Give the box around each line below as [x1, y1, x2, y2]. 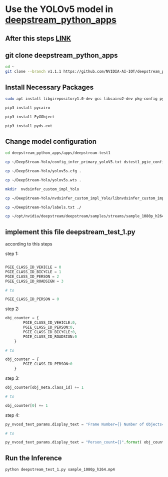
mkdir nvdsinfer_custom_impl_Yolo [5, 186, 79, 191]
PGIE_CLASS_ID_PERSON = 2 [5, 274, 59, 279]
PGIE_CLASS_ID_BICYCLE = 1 [5, 269, 61, 274]
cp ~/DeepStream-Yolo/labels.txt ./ [5, 204, 81, 210]
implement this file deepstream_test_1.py [5, 227, 136, 236]
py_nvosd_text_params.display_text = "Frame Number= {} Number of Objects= [5, 422, 164, 427]
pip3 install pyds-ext [5, 123, 52, 128]
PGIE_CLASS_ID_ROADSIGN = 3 [5, 279, 64, 284]
